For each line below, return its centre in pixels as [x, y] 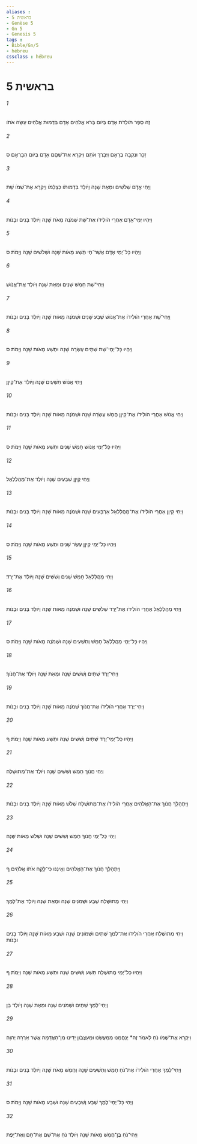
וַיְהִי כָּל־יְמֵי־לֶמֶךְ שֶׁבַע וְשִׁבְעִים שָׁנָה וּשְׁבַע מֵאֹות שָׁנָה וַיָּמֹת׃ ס [70, 1102]
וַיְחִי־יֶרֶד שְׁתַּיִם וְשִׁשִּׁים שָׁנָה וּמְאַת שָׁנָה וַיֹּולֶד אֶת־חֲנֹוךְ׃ [62, 674]
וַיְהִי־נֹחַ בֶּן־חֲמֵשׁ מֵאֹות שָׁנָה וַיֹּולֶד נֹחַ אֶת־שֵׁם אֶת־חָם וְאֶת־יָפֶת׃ [72, 1135]
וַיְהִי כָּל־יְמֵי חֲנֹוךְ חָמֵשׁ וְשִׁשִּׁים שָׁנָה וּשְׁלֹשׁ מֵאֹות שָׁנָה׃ [61, 836]
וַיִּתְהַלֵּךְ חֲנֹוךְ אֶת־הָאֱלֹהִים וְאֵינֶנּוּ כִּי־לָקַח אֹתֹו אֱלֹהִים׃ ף [63, 869]
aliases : [19, 12]
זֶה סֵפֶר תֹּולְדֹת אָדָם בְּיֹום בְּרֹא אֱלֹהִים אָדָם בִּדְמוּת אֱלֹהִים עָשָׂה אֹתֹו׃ [78, 122]
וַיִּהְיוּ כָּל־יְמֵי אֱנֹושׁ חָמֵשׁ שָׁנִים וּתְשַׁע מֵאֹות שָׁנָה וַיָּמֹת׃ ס [64, 447]
